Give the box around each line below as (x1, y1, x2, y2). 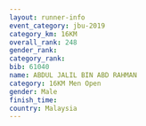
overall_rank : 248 (9, 37, 77, 47)
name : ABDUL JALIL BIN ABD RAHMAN (9, 71, 138, 80)
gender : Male (9, 87, 58, 96)
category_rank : (9, 54, 66, 63)
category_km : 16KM (9, 29, 77, 38)
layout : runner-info (9, 12, 86, 22)
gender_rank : (9, 46, 58, 55)
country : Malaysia (9, 104, 77, 113)
